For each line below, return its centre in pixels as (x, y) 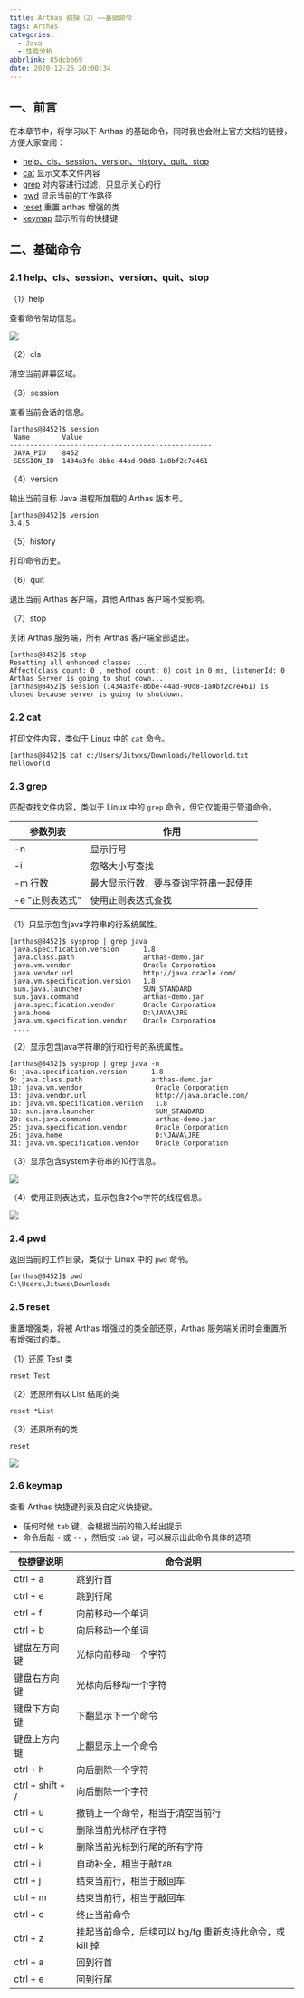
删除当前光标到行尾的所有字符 (140, 1847)
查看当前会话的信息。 (49, 412)
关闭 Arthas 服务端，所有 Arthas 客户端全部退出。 (102, 638)
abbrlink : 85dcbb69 (46, 60)
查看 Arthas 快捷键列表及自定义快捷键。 (84, 1507)
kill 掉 (88, 1945)
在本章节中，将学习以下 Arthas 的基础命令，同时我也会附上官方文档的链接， (151, 131)
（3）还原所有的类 (44, 1429)
